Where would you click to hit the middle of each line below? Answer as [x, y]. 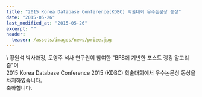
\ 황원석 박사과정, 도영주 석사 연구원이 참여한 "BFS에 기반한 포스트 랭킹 [90, 58]
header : [16, 34]
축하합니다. [19, 88]
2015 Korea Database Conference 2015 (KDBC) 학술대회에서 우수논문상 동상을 [101, 73]
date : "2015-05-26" [31, 17]
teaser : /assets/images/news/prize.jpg [62, 40]
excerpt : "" [21, 29]
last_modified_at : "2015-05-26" [47, 23]
